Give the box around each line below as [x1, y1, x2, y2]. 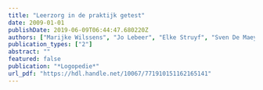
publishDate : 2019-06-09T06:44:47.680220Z [8, 26, 149, 34]
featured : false [8, 56, 61, 63]
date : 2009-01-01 [8, 19, 65, 27]
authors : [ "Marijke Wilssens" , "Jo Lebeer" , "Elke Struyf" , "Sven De [8, 33, 240, 41]
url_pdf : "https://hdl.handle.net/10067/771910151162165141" [8, 70, 212, 77]
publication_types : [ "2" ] [8, 41, 92, 49]
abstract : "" [8, 48, 51, 56]
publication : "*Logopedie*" [8, 63, 100, 70]
